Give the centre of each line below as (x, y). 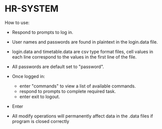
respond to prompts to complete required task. (68, 91)
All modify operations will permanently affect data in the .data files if (83, 116)
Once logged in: (29, 76)
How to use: (17, 22)
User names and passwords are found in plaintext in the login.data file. (85, 42)
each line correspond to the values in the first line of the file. (74, 57)
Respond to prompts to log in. (43, 32)
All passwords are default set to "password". (58, 66)
